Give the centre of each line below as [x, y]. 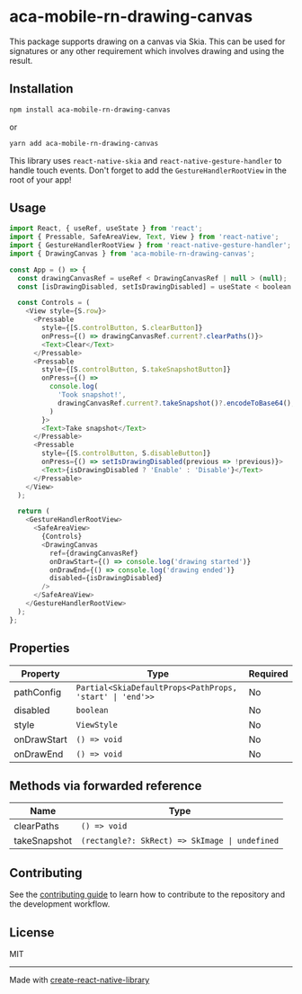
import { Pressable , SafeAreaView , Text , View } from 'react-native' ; [144, 237]
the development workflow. [60, 904]
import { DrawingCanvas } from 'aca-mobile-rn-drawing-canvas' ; [132, 254]
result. [21, 60]
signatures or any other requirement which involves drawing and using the [147, 50]
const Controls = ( [54, 303]
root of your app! [40, 179]
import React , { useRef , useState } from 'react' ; [106, 228]
